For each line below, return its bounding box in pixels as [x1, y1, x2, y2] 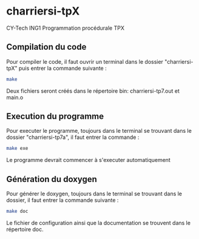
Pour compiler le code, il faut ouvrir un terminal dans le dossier [6, 58, 164, 65]
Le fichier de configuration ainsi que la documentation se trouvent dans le [6, 220, 191, 226]
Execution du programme [6, 111, 104, 122]
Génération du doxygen [6, 174, 97, 184]
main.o [6, 93, 24, 101]
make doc [6, 208, 29, 215]
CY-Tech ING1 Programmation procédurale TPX [6, 24, 124, 32]
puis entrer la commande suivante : [18, 64, 107, 72]
